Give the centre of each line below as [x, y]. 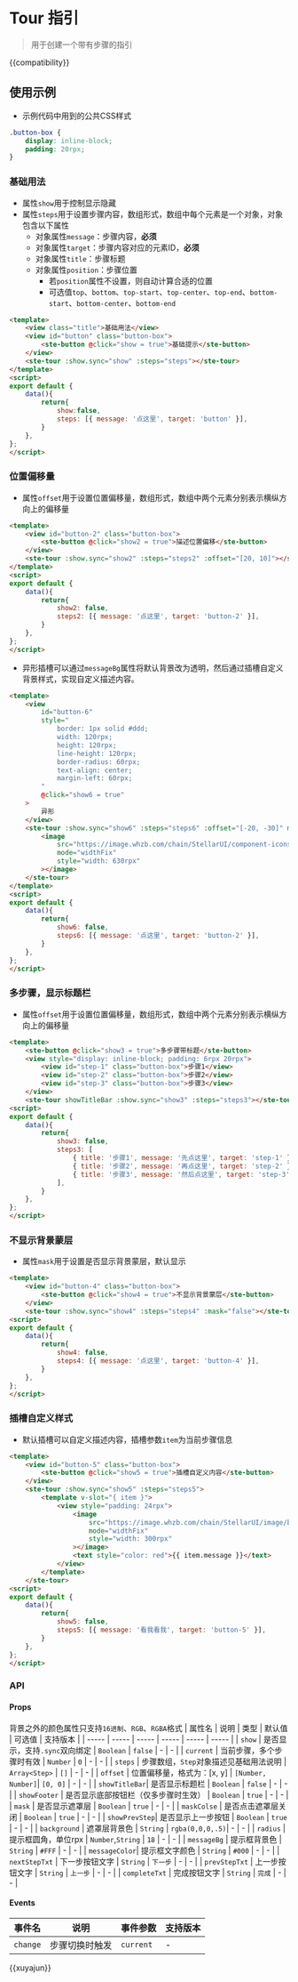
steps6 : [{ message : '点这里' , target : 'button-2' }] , [158, 936]
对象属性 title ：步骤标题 [80, 258]
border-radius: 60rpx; [98, 761]
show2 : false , [82, 608]
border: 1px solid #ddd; [102, 729]
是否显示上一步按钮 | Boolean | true [223, 1817]
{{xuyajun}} [30, 1968]
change [27, 1944]
